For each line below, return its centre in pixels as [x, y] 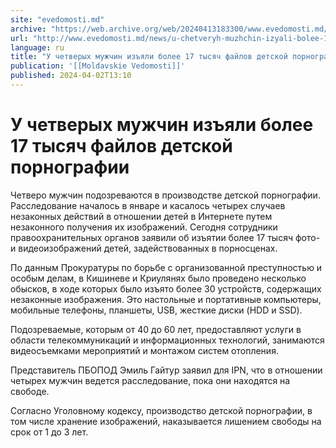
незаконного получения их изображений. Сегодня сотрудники [144, 227]
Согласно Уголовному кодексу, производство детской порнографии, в [161, 410]
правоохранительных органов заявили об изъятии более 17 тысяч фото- [165, 237]
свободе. [30, 391]
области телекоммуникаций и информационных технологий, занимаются [167, 340]
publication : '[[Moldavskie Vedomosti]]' [98, 66]
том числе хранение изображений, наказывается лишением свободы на [166, 421]
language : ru [37, 47]
